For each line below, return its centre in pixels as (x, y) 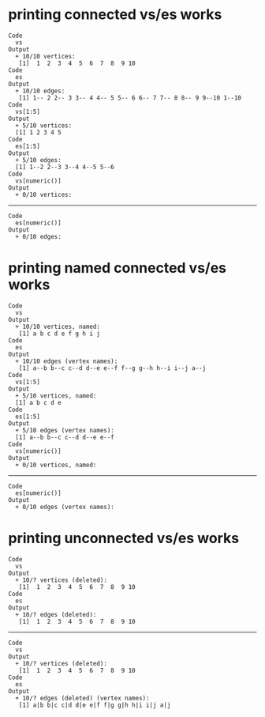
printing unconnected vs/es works (123, 538)
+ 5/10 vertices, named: (56, 396)
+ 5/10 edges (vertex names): (65, 430)
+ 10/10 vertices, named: (58, 326)
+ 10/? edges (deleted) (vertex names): (82, 698)
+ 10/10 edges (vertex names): (67, 361)
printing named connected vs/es (118, 268)
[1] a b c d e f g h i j (60, 334)
